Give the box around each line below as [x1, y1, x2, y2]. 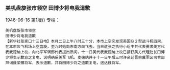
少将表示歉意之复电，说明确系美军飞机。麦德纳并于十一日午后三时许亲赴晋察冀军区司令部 [5, 55, 165, 60]
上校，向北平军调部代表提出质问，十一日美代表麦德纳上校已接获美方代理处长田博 [20, 50, 165, 55]
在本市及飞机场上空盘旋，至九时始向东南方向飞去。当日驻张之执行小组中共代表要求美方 [5, 44, 161, 49]
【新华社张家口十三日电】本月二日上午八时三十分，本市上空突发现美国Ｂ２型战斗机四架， [5, 39, 165, 44]
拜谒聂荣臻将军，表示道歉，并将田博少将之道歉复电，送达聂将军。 [5, 60, 124, 65]
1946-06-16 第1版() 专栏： [5, 17, 60, 23]
